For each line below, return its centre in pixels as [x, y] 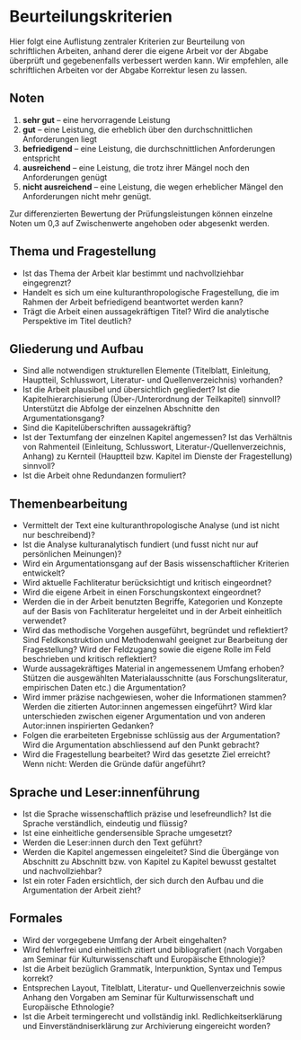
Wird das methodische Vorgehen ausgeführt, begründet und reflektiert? [155, 630]
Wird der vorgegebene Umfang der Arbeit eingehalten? [124, 939]
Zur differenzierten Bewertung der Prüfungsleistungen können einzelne [142, 214]
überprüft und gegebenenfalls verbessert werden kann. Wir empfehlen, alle [149, 60]
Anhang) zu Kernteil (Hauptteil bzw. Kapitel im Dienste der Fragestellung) [157, 456]
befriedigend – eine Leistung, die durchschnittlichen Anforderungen [149, 148]
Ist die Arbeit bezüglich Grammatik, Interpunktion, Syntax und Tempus [152, 968]
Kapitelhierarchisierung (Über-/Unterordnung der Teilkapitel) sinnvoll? [151, 399]
